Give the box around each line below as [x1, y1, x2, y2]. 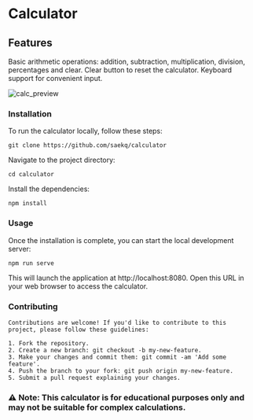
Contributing [8, 300, 58, 311]
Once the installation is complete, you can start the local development [8, 235, 234, 245]
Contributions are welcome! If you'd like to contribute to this [8, 319, 226, 326]
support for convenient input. [8, 74, 103, 83]
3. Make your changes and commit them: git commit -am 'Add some [8, 353, 226, 361]
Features [8, 36, 53, 50]
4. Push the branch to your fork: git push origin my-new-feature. [8, 367, 234, 374]
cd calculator [8, 171, 55, 179]
